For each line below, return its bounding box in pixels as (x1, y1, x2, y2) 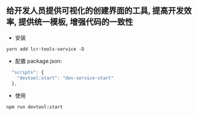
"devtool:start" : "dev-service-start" (17, 75, 114, 81)
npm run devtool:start (6, 104, 63, 110)
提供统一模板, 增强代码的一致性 (18, 17, 133, 27)
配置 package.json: (14, 57, 62, 64)
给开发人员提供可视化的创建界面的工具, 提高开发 (6, 5, 184, 16)
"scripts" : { (11, 69, 44, 75)
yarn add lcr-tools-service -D (6, 46, 85, 52)
